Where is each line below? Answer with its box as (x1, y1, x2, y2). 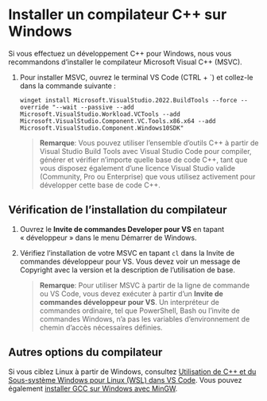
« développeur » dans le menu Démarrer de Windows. (19, 233, 197, 242)
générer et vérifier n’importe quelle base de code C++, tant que (39, 155, 248, 164)
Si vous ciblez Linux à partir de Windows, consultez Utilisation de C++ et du (8, 367, 257, 376)
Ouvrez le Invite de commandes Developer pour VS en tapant (19, 224, 225, 233)
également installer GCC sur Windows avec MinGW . (8, 384, 178, 393)
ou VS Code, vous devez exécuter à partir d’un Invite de (39, 288, 224, 299)
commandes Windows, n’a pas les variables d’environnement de (39, 314, 250, 323)
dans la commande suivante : (19, 81, 117, 91)
